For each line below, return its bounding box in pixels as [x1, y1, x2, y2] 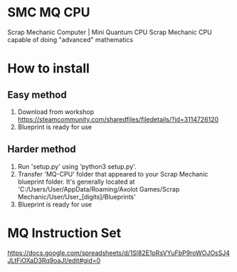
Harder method [7, 143, 76, 155]
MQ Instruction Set [7, 225, 122, 241]
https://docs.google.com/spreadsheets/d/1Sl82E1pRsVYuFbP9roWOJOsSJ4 [7, 249, 230, 257]
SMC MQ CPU [7, 4, 90, 21]
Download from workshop [17, 108, 95, 116]
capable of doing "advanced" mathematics [7, 35, 134, 43]
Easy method [7, 88, 67, 100]
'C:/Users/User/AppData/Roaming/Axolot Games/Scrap [17, 184, 180, 193]
